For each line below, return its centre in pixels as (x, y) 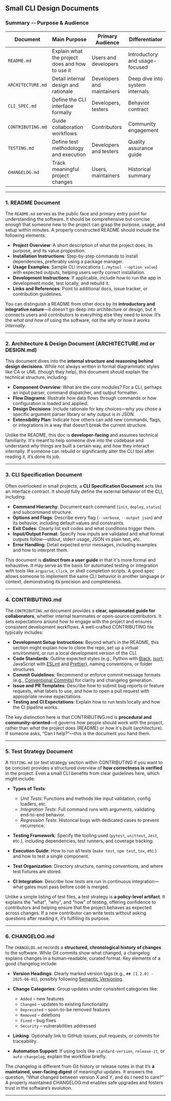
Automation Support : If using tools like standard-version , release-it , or (89, 1051)
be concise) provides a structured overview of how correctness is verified (84, 768)
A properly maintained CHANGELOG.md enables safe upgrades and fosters (84, 1083)
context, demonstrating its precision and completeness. (64, 582)
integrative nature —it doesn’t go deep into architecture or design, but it (81, 309)
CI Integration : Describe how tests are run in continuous (72, 882)
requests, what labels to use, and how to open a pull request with (81, 691)
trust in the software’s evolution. (39, 1088)
